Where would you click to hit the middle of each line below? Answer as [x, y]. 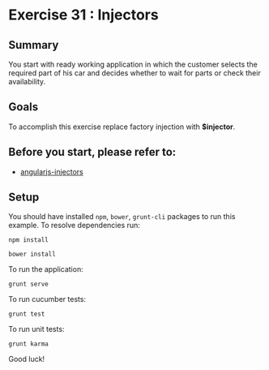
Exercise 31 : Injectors [84, 15]
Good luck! [27, 359]
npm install [28, 240]
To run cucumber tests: [47, 299]
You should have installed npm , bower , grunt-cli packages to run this [122, 217]
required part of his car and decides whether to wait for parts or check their [134, 73]
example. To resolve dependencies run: [74, 226]
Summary [34, 45]
